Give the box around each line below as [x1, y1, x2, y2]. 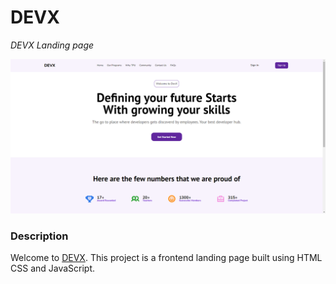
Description [10, 229, 69, 243]
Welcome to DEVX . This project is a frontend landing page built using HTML [10, 252, 323, 264]
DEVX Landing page [10, 39, 95, 51]
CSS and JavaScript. [10, 262, 96, 275]
